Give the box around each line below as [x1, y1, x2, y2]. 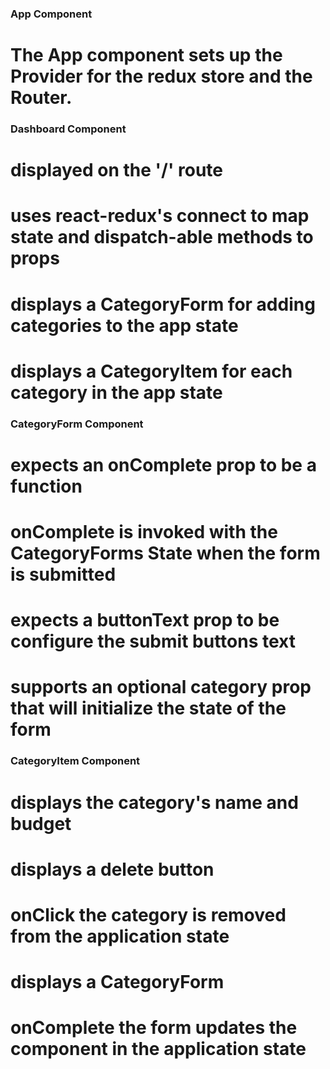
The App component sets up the [10, 44, 283, 67]
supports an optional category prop [10, 676, 312, 699]
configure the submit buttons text [10, 630, 296, 653]
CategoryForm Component [10, 417, 144, 431]
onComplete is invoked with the [10, 521, 278, 544]
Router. [10, 87, 73, 109]
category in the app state [10, 381, 223, 404]
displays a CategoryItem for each [10, 360, 293, 382]
